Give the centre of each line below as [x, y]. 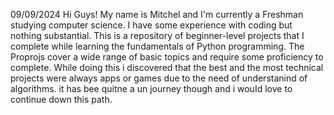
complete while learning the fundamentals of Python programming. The [157, 46]
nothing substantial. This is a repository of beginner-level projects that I [157, 35]
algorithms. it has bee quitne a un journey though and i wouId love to [151, 88]
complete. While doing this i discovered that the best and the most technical [167, 67]
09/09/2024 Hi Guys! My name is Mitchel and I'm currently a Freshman [157, 14]
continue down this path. [61, 99]
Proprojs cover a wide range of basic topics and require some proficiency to [167, 57]
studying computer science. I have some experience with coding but [151, 25]
